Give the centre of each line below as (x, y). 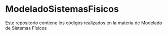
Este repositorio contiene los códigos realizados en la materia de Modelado (84, 23)
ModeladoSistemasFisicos (62, 9)
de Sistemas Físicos (26, 28)
